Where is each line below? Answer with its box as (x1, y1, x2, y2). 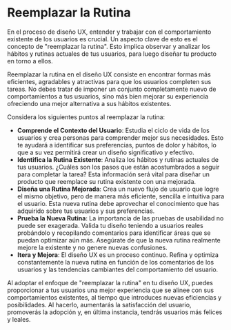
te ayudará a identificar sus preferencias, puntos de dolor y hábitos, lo (17, 141, 217, 149)
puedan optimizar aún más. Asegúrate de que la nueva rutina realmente (17, 236, 221, 244)
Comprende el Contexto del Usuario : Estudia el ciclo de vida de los (17, 126, 210, 134)
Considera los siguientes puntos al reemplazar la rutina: (7, 112, 165, 121)
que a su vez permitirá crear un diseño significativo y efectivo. (17, 148, 194, 156)
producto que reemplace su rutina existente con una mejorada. (17, 177, 197, 185)
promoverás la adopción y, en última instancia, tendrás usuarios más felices (7, 308, 223, 316)
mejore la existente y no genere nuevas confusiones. (17, 243, 168, 251)
